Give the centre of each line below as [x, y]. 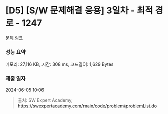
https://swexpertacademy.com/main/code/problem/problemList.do [87, 106]
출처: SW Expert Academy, [45, 100]
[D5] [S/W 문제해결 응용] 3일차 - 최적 [79, 10]
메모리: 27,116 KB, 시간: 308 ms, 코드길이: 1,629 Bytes [59, 64]
